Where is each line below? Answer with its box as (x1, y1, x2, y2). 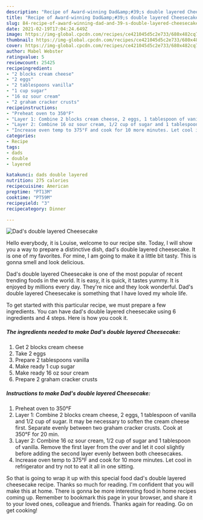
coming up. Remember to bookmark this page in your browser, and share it (6, 494, 193, 501)
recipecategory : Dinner (6, 205, 66, 212)
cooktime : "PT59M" (6, 195, 53, 201)
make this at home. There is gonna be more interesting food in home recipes (6, 487, 196, 495)
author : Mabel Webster (6, 48, 63, 55)
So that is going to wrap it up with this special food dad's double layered (6, 475, 186, 482)
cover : (6, 43, 23, 49)
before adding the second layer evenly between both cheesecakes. (14, 450, 183, 458)
